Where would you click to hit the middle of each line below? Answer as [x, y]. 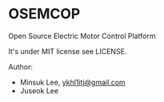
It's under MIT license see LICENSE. [68, 51]
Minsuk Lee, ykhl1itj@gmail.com [72, 82]
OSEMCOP [44, 14]
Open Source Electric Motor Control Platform [82, 36]
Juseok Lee [39, 90]
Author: [21, 67]
